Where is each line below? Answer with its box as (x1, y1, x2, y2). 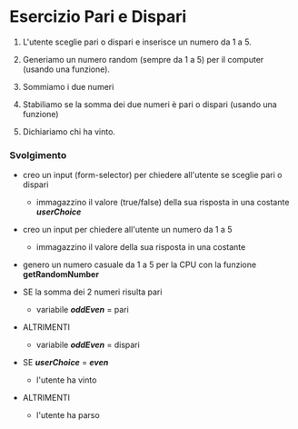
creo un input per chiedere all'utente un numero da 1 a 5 (22, 224, 233, 235)
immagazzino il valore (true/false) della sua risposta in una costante (35, 197, 290, 208)
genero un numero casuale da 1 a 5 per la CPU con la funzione (22, 259, 257, 270)
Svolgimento (9, 148, 67, 161)
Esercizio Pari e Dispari (9, 6, 187, 27)
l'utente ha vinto (35, 374, 97, 385)
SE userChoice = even (22, 357, 109, 368)
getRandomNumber (22, 269, 100, 280)
